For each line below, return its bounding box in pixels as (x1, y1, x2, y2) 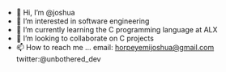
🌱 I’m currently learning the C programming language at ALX (15, 25, 218, 34)
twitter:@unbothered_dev (15, 54, 101, 64)
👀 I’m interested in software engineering (15, 16, 150, 26)
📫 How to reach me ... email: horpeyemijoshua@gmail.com (15, 43, 215, 52)
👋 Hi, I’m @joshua (15, 8, 75, 17)
